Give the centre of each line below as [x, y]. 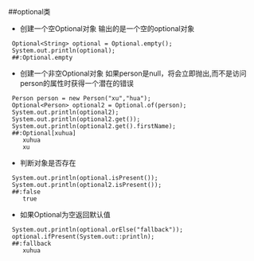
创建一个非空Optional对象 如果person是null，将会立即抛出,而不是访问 [133, 73]
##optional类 [29, 12]
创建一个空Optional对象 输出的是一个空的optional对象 [107, 29]
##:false [26, 192]
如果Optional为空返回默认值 [65, 214]
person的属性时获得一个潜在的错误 [76, 83]
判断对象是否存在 [48, 163]
